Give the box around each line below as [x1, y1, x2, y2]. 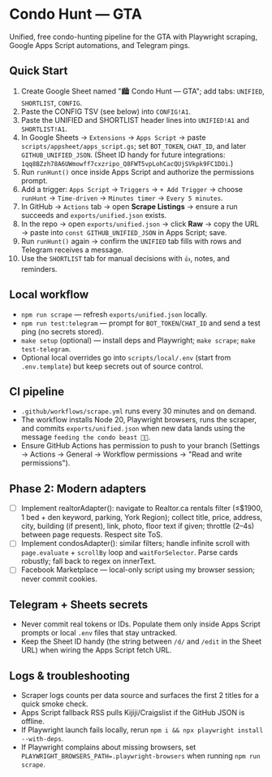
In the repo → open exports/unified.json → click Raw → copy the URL [20, 219, 259, 229]
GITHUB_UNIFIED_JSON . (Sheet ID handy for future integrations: [20, 150, 226, 159]
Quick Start [9, 64, 68, 78]
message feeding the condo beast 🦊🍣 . [20, 432, 151, 442]
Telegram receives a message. [20, 245, 124, 255]
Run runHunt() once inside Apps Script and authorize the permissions [20, 167, 255, 177]
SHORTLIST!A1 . [20, 124, 67, 133]
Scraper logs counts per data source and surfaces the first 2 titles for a [20, 691, 259, 700]
